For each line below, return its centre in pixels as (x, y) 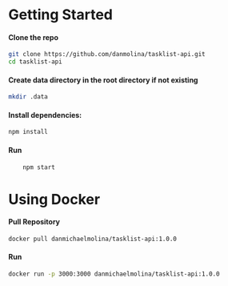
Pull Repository (34, 222)
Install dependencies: (45, 115)
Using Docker (54, 199)
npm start (39, 167)
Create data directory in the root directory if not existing (103, 80)
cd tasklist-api (35, 62)
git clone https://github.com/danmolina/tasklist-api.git (107, 54)
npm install (28, 132)
